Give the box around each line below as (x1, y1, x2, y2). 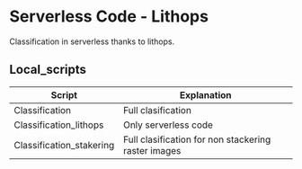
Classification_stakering (13, 138, 115, 151)
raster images (122, 144, 182, 156)
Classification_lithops (13, 119, 104, 131)
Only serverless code (122, 119, 214, 131)
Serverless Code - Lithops (9, 6, 209, 27)
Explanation (179, 88, 232, 101)
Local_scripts (9, 62, 87, 77)
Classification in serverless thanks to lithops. (9, 36, 175, 47)
